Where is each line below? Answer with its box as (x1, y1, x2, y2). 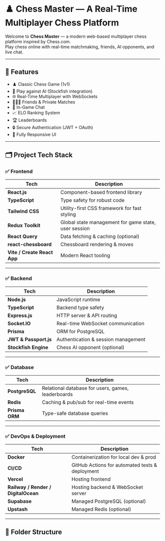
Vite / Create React (7, 249, 53, 256)
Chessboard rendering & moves (60, 241, 134, 248)
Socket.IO (7, 320, 31, 327)
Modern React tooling (60, 252, 110, 259)
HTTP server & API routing (56, 312, 117, 319)
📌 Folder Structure (5, 528, 62, 536)
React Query (7, 233, 38, 240)
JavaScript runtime (56, 296, 101, 303)
